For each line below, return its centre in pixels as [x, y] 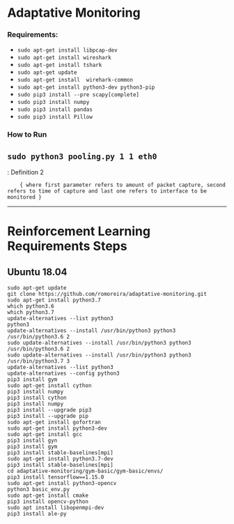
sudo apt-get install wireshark [64, 58]
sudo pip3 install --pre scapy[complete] [78, 95]
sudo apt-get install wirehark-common [75, 80]
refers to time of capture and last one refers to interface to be [107, 191]
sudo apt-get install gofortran [54, 422]
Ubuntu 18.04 [37, 272]
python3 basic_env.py [39, 490]
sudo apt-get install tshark [60, 65]
